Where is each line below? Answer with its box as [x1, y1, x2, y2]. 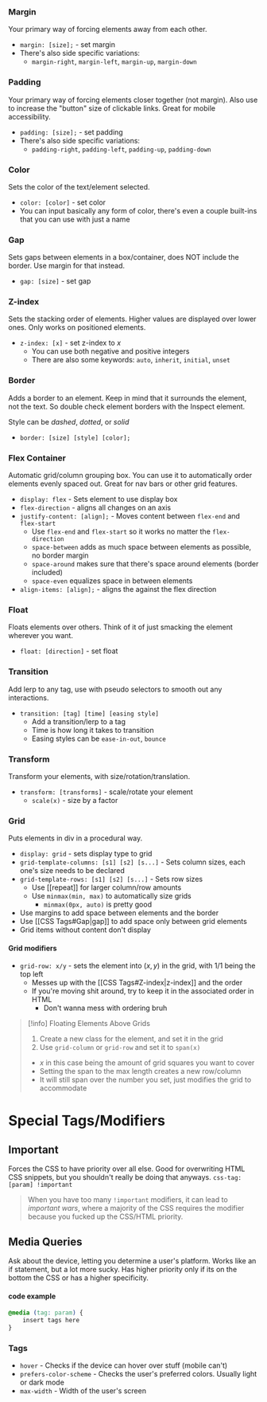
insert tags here [22, 1317, 80, 1325]
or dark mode [19, 1377, 65, 1388]
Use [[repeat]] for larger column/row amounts [31, 883, 182, 892]
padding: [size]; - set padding [19, 127, 123, 137]
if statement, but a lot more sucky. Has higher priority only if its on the [8, 1265, 238, 1275]
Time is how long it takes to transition [31, 725, 154, 734]
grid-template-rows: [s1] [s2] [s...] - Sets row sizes [19, 875, 203, 884]
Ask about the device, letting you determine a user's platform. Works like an [8, 1256, 257, 1266]
